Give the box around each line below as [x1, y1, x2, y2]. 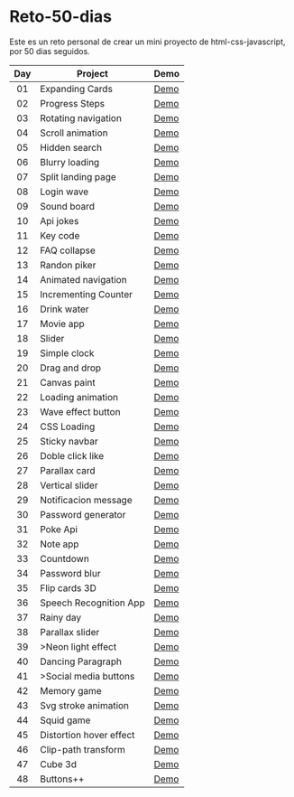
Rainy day [40, 611, 82, 624]
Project [76, 67, 108, 80]
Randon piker [40, 258, 96, 271]
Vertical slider [40, 479, 98, 492]
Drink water [40, 303, 89, 315]
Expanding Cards [40, 82, 113, 95]
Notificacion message [40, 493, 133, 506]
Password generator [40, 508, 126, 520]
